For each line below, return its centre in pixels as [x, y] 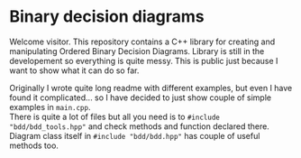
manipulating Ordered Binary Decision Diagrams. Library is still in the [137, 51]
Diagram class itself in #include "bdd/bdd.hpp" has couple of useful [135, 135]
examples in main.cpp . [50, 107]
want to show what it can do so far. [74, 70]
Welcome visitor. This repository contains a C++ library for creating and [142, 42]
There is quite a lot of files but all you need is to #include [115, 116]
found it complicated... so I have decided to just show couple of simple [141, 98]
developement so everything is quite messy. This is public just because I [144, 60]
